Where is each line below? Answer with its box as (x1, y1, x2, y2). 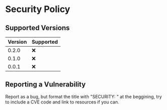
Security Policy (5, 4, 71, 15)
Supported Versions (5, 24, 70, 32)
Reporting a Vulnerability (5, 80, 86, 89)
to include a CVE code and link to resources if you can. (5, 99, 120, 105)
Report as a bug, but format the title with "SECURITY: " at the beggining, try (5, 93, 162, 99)
